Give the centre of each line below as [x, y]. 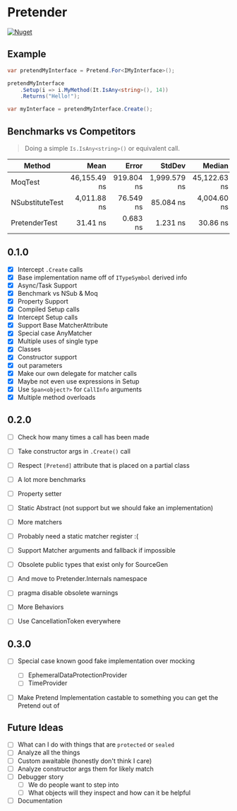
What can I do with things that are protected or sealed [96, 744]
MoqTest [25, 182]
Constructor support [47, 357]
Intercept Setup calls [48, 317]
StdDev [173, 166]
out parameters [40, 365]
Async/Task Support [47, 285]
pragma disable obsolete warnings [68, 593]
